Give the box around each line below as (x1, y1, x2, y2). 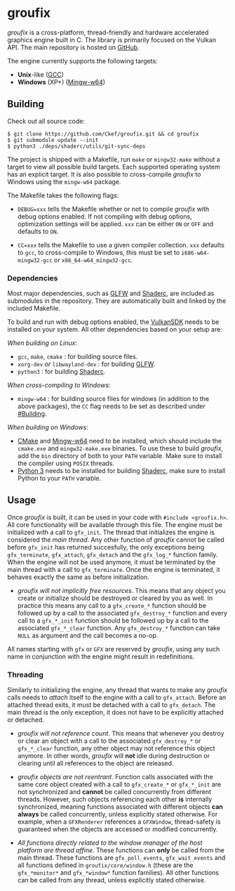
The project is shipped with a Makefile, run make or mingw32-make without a (7, 155, 221, 163)
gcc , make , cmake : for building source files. (17, 353, 138, 361)
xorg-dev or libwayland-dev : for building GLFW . (17, 360, 156, 368)
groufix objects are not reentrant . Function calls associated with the (17, 773, 213, 781)
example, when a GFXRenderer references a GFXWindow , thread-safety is (17, 817, 221, 826)
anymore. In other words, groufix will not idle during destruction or (17, 752, 210, 760)
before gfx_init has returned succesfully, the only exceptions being (7, 542, 205, 551)
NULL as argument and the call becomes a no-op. (17, 631, 159, 639)
